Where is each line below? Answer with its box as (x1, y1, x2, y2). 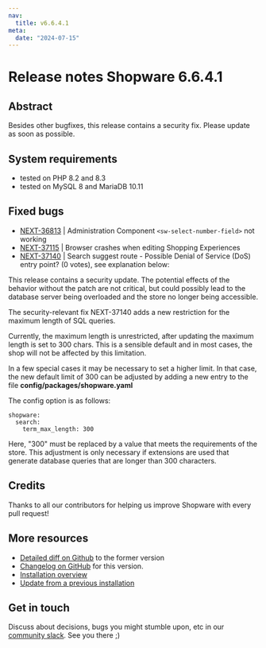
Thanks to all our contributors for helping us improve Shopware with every (8, 500, 252, 510)
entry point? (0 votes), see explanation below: (19, 259, 170, 269)
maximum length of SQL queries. (8, 316, 116, 325)
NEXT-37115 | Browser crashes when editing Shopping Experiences (19, 243, 241, 252)
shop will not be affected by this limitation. (8, 347, 147, 358)
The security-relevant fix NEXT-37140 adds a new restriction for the (8, 307, 230, 316)
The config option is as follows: (8, 395, 111, 405)
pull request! (8, 508, 49, 518)
